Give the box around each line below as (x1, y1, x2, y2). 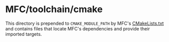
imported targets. (5, 31, 42, 37)
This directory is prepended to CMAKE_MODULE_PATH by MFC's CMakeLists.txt (5, 20, 164, 26)
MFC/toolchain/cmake (5, 4, 103, 15)
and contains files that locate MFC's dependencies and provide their (5, 25, 151, 31)
